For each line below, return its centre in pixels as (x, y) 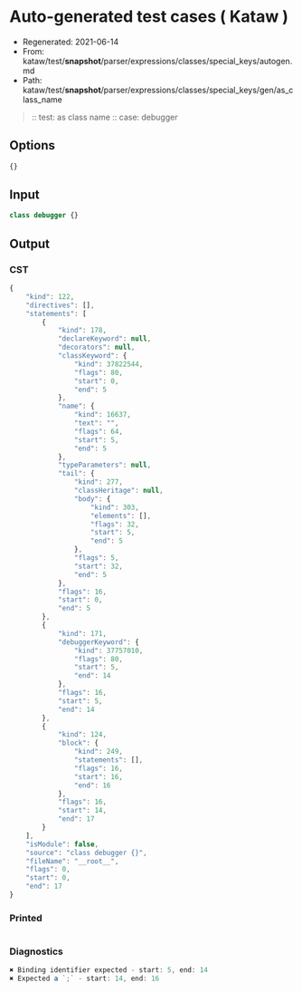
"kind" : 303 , (115, 507)
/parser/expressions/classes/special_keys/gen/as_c (197, 90)
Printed (26, 918)
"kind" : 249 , (99, 752)
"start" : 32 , (99, 566)
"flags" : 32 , (115, 524)
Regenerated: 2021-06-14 (71, 42)
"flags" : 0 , (48, 870)
